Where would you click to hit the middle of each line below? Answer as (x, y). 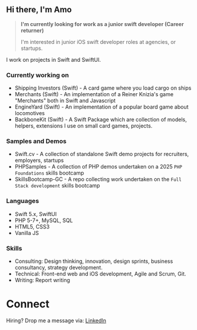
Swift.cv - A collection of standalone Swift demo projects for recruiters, (102, 154)
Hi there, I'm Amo (39, 10)
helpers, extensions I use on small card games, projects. (83, 126)
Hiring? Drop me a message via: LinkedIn (56, 321)
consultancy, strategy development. (58, 267)
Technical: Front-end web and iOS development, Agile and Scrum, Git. (100, 274)
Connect (28, 304)
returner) (32, 30)
